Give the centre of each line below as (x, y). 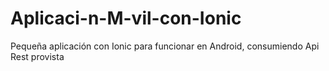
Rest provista (37, 56)
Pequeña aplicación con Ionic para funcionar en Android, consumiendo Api (165, 46)
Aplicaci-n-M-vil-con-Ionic (126, 18)
